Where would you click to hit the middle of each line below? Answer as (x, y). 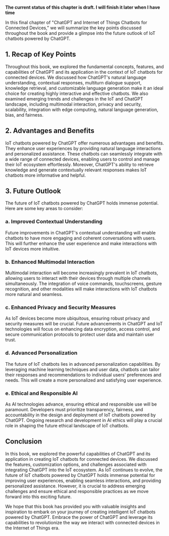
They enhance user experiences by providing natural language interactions (83, 148)
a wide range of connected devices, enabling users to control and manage (82, 159)
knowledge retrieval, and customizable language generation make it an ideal (84, 88)
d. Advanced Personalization (41, 353)
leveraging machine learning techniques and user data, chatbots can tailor (82, 369)
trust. (11, 340)
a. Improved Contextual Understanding (54, 222)
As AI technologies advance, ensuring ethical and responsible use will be (81, 404)
